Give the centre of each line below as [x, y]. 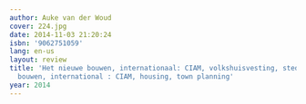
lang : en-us [32, 52]
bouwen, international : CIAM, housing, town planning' [126, 77]
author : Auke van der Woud [61, 18]
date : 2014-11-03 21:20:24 [61, 34]
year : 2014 [30, 85]
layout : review [38, 60]
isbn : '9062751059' [46, 43]
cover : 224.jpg [38, 26]
